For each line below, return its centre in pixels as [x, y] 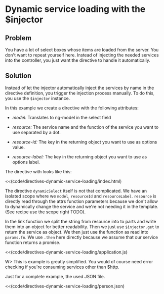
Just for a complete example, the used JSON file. [55, 276]
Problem [19, 38]
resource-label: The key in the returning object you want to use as [80, 156]
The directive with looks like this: [38, 171]
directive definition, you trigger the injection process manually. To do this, [80, 93]
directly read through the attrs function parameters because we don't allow [82, 201]
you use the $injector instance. [38, 98]
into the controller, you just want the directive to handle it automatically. [78, 60]
